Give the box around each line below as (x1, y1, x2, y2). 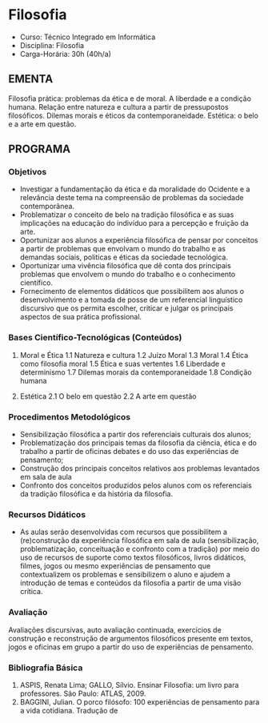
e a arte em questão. (8, 118, 77, 129)
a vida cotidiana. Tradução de (19, 705, 118, 715)
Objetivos (8, 167, 47, 178)
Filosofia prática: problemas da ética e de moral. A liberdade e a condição (8, 94, 252, 103)
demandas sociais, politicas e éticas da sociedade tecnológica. (19, 252, 228, 262)
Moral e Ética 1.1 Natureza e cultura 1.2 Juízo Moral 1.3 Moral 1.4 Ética (19, 350, 249, 359)
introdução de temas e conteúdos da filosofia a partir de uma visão (19, 578, 242, 588)
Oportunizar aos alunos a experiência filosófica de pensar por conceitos (19, 235, 258, 245)
